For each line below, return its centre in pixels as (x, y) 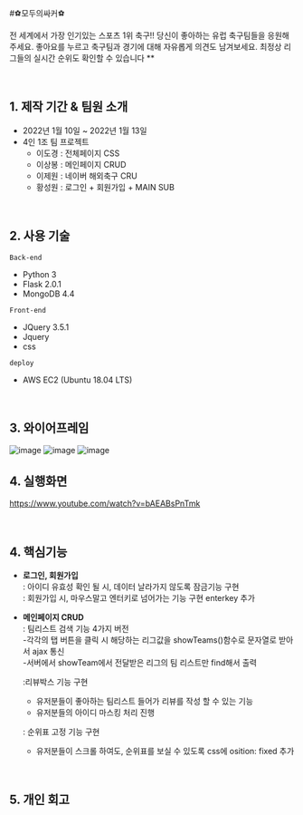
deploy (22, 363)
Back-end (26, 257)
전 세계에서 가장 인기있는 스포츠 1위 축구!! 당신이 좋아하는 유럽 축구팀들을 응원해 (149, 35)
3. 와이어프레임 (49, 428)
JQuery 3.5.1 (46, 327)
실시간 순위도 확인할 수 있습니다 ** (94, 58)
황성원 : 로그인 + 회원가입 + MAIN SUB (105, 187)
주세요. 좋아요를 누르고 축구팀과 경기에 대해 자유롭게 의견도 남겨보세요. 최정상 (146, 47)
